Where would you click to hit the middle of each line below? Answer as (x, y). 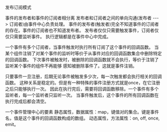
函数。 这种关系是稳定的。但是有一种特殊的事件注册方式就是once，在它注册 (83, 83)
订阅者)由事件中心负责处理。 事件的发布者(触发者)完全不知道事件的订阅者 (84, 24)
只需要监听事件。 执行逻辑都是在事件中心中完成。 (60, 37)
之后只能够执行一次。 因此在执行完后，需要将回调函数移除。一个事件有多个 (82, 89)
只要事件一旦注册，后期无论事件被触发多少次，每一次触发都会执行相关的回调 (83, 76)
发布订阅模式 (18, 7)
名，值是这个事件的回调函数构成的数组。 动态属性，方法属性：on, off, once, (83, 118)
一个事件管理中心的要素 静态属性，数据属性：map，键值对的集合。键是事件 (82, 112)
